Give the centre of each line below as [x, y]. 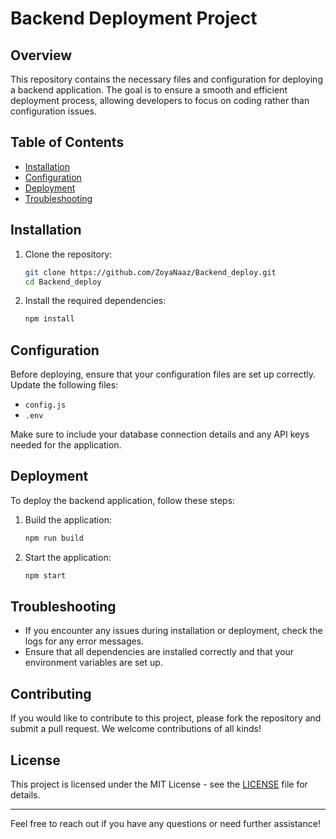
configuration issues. [53, 111]
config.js [45, 405]
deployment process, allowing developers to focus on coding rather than [160, 100]
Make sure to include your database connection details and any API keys [160, 434]
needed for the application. [66, 445]
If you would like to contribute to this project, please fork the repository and [166, 718]
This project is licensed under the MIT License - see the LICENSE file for [159, 784]
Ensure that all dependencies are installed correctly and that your [159, 652]
